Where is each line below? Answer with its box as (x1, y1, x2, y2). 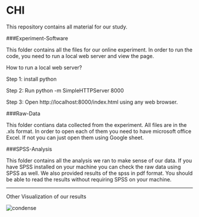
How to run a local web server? (6, 63, 82, 71)
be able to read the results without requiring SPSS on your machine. (6, 175, 172, 183)
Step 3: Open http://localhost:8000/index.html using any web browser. (6, 98, 178, 106)
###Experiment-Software (6, 34, 69, 42)
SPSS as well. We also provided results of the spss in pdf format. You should (6, 170, 193, 177)
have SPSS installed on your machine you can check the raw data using (6, 163, 181, 170)
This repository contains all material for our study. (6, 23, 128, 30)
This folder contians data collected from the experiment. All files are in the (6, 121, 187, 128)
